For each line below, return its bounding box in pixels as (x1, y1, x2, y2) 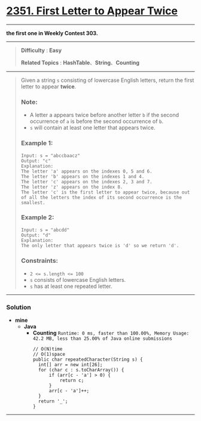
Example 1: (20, 139, 53, 147)
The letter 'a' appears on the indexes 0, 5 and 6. (20, 168, 153, 174)
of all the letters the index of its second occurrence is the (20, 194, 182, 201)
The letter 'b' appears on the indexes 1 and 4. (20, 173, 145, 180)
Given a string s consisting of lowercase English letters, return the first (20, 76, 194, 84)
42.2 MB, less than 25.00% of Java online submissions (32, 336, 172, 342)
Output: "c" (20, 158, 51, 164)
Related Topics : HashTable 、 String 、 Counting (20, 59, 139, 66)
